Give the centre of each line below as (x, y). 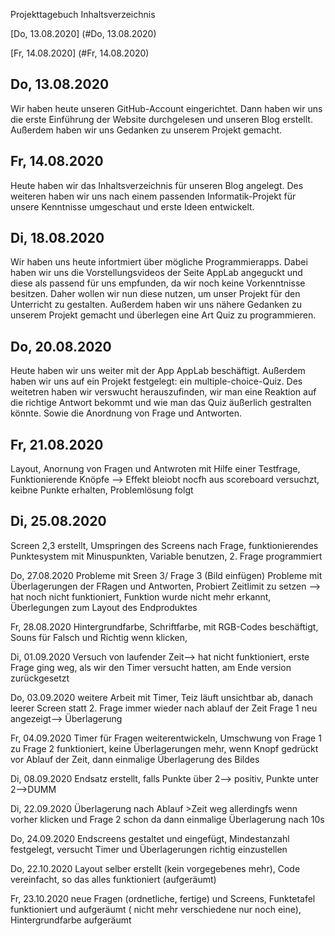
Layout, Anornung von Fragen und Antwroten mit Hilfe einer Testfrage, (155, 469)
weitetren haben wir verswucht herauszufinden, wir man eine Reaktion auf (163, 392)
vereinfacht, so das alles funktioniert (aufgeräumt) (113, 879)
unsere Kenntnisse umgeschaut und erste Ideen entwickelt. (132, 206)
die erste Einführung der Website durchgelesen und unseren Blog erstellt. (161, 119)
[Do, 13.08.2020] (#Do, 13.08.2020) (83, 33)
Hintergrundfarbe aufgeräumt (71, 920)
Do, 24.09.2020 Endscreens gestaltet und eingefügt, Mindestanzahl (150, 838)
